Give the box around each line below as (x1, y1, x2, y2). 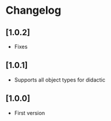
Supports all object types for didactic (14, 76, 106, 83)
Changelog (5, 4, 61, 17)
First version (14, 109, 45, 116)
